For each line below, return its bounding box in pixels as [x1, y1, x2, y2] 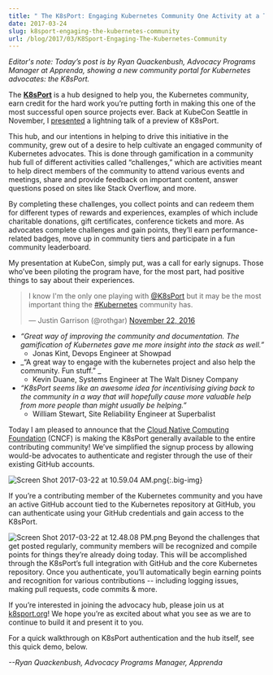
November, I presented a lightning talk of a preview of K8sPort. [8, 115, 219, 126]
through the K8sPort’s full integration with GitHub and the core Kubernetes [8, 559, 258, 568]
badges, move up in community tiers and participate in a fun [33, 233, 236, 244]
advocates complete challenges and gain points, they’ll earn [8, 225, 210, 235]
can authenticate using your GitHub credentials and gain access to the [8, 508, 245, 518]
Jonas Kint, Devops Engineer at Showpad [32, 349, 172, 359]
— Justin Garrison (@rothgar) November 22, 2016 [28, 316, 196, 325]
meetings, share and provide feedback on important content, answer [8, 175, 238, 185]
